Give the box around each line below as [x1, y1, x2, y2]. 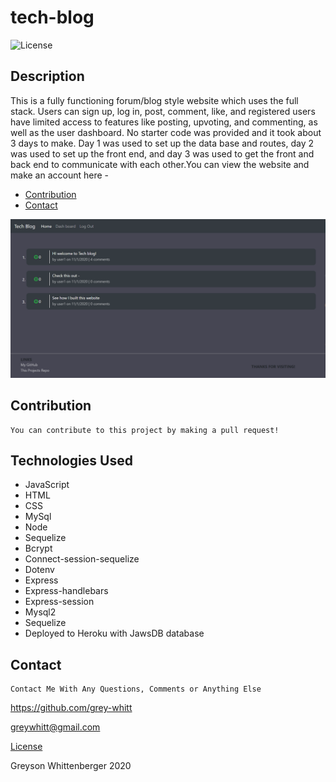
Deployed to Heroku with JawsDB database [24, 627, 205, 640]
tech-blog [10, 6, 95, 29]
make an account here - [10, 169, 110, 181]
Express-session [24, 596, 95, 608]
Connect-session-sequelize [24, 553, 140, 565]
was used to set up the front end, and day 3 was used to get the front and [10, 147, 315, 160]
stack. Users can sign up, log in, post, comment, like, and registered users [10, 105, 316, 117]
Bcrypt [24, 542, 53, 555]
